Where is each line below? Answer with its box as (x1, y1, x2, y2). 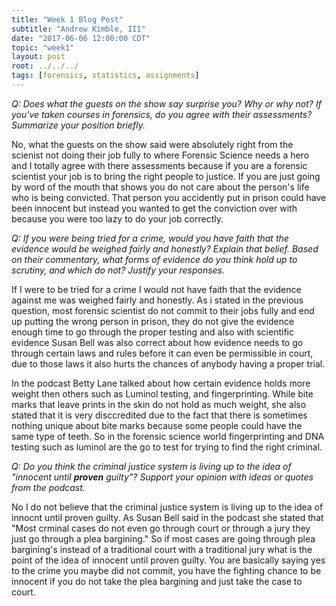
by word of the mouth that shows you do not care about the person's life (11, 181, 310, 193)
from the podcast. (11, 481, 86, 493)
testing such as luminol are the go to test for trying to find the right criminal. (11, 441, 323, 453)
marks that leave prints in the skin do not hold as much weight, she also (11, 398, 307, 410)
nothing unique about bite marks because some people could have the (11, 419, 303, 431)
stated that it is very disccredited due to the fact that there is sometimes (11, 409, 308, 421)
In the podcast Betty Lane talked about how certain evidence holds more (11, 377, 311, 389)
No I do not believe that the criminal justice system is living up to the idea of (11, 501, 324, 513)
